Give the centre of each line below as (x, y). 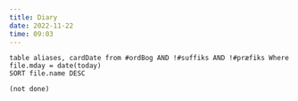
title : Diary (33, 17)
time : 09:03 (31, 34)
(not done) (29, 89)
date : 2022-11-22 (41, 26)
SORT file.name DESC (48, 74)
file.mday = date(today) (55, 66)
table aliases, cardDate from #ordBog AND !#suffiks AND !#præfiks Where (149, 58)
